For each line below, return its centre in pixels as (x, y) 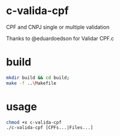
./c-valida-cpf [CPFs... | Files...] (50, 128)
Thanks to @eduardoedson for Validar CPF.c (60, 38)
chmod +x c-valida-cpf (34, 122)
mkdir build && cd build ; (38, 77)
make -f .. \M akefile (31, 83)
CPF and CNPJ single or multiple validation (58, 27)
